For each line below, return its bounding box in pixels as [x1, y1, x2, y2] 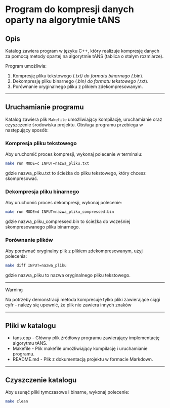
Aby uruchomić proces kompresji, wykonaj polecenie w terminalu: [5, 151, 143, 157]
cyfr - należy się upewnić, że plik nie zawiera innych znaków [5, 302, 132, 308]
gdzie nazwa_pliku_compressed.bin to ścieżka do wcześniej [5, 218, 131, 224]
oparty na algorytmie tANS [5, 14, 120, 26]
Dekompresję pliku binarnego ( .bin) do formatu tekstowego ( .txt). [12, 78, 149, 84]
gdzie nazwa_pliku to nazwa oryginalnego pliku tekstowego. [5, 272, 131, 279]
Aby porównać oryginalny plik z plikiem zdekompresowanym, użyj [5, 248, 143, 254]
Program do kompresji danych [5, 4, 134, 15]
